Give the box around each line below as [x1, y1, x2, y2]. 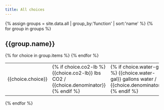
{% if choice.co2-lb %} [52, 64, 106, 71]
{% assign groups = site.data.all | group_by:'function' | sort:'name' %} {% [5, 20, 153, 26]
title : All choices [5, 7, 45, 12]
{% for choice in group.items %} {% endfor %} [5, 53, 99, 58]
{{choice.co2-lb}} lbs [52, 70, 101, 76]
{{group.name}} [5, 40, 55, 48]
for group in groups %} [5, 25, 51, 32]
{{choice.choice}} [7, 76, 48, 83]
